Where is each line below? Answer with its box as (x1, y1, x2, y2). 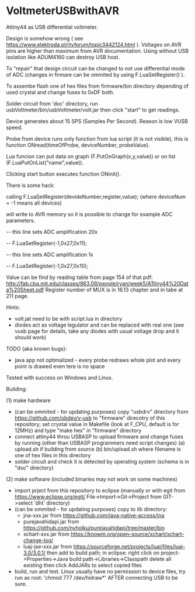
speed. (6, 124, 23, 131)
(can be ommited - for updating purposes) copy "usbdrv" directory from (14, 408, 189, 415)
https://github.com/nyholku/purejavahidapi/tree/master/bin (23, 524, 165, 531)
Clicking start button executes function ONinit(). (6, 170, 121, 177)
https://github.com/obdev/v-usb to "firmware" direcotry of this (14, 414, 165, 421)
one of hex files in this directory (14, 451, 91, 458)
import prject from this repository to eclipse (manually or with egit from (14, 486, 186, 494)
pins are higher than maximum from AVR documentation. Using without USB (6, 47, 189, 54)
